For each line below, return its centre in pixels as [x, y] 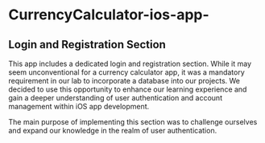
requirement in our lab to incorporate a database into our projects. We [124, 81]
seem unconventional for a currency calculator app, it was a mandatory [127, 72]
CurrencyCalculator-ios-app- [109, 15]
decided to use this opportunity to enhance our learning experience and [128, 89]
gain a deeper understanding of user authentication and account [116, 98]
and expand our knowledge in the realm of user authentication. [113, 131]
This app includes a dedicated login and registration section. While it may [130, 63]
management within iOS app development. [79, 106]
